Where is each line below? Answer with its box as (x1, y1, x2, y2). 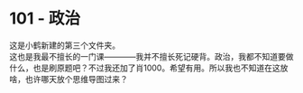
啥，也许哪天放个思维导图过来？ (9, 73, 128, 84)
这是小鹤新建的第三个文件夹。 (9, 40, 120, 51)
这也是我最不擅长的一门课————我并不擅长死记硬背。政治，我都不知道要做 (9, 51, 294, 61)
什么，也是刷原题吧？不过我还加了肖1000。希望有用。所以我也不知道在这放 (9, 62, 289, 73)
